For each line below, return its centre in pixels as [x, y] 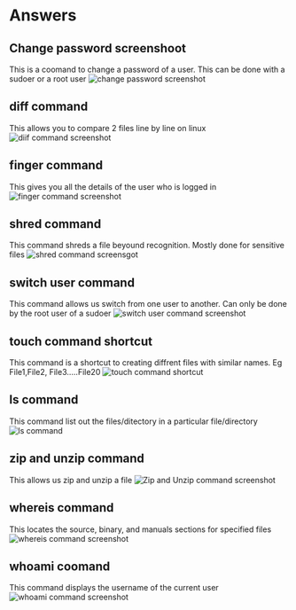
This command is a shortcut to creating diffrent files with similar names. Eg [146, 363]
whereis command [62, 508]
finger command [56, 165]
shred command [55, 224]
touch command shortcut [81, 341]
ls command [44, 400]
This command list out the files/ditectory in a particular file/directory [134, 421]
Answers [43, 16]
